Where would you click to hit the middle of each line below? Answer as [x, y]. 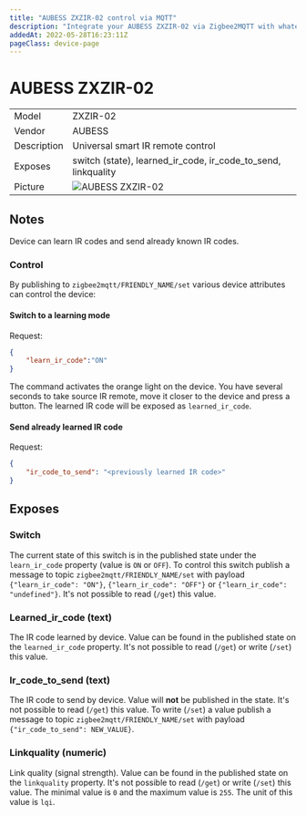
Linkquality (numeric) [58, 753]
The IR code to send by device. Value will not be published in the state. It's [149, 700]
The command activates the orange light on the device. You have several [146, 387]
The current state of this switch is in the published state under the [133, 555]
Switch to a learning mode [60, 315]
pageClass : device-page [55, 43]
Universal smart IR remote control [144, 146]
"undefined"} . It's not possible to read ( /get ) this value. [113, 594]
